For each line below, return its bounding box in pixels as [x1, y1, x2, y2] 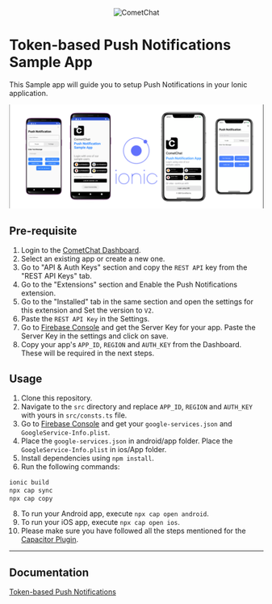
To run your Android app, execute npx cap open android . [20, 509, 209, 518]
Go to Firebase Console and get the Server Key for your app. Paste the [20, 323, 257, 333]
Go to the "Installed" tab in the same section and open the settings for [20, 297, 253, 307]
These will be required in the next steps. [20, 348, 155, 359]
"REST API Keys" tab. [20, 271, 92, 281]
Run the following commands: [20, 462, 120, 472]
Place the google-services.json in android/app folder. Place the [20, 436, 233, 446]
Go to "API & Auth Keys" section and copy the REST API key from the [20, 262, 248, 272]
